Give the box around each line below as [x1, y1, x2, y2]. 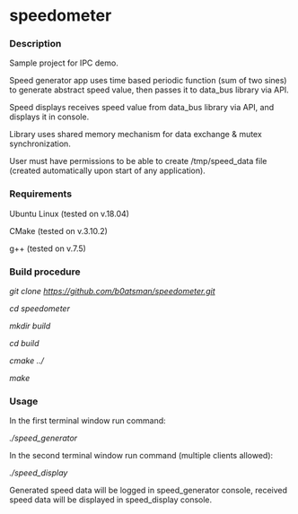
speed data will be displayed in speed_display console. [9, 494, 213, 505]
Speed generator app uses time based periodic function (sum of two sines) [9, 75, 287, 86]
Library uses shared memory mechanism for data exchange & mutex [9, 129, 262, 140]
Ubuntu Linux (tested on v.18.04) [9, 208, 130, 219]
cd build [9, 338, 39, 349]
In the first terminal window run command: [9, 415, 166, 426]
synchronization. [9, 138, 72, 149]
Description [9, 38, 62, 50]
